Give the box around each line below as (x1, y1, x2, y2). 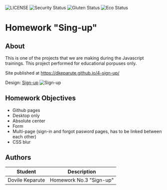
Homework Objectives (5, 94, 76, 102)
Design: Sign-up (5, 80, 39, 86)
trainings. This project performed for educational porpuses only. (5, 60, 137, 66)
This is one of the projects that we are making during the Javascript (5, 55, 144, 61)
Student (16, 168, 36, 175)
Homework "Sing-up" (5, 22, 97, 33)
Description (67, 168, 96, 175)
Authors (5, 153, 31, 162)
